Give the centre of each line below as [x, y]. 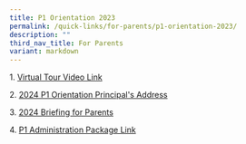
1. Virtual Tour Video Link [56, 77]
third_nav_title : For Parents [67, 43]
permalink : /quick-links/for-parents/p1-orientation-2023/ [123, 26]
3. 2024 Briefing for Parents [61, 112]
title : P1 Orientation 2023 [63, 18]
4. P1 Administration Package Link [73, 130]
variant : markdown [44, 52]
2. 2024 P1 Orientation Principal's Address [89, 95]
